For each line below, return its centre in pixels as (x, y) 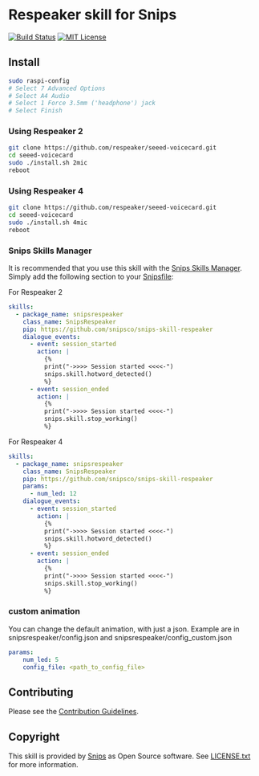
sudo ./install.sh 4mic (48, 223)
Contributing (41, 692)
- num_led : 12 (53, 494)
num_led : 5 (41, 660)
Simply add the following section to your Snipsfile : (91, 277)
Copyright (34, 737)
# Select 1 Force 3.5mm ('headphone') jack (82, 103)
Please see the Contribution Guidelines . (73, 712)
